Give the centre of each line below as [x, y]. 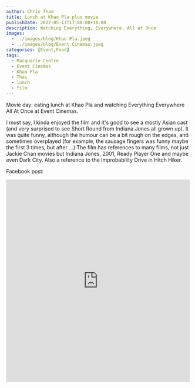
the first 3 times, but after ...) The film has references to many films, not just [97, 147]
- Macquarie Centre [35, 61]
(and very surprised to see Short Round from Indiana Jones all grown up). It [97, 128]
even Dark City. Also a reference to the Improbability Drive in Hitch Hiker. [94, 160]
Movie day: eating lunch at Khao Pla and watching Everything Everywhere [95, 105]
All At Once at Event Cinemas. [42, 111]
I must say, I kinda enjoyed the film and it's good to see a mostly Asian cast [97, 122]
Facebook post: [25, 171]
